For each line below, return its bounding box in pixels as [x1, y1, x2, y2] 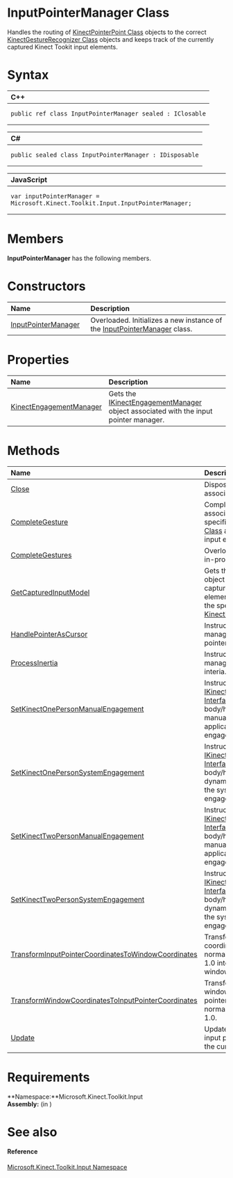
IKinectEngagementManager [108, 397, 202, 407]
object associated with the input [108, 406, 213, 415]
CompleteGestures [10, 550, 72, 559]
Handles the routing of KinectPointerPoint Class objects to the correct [7, 28, 207, 36]
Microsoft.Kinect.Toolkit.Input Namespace [7, 1163, 128, 1171]
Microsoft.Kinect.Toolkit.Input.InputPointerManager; [10, 199, 192, 207]
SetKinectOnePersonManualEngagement [10, 704, 144, 714]
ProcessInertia [10, 658, 58, 667]
